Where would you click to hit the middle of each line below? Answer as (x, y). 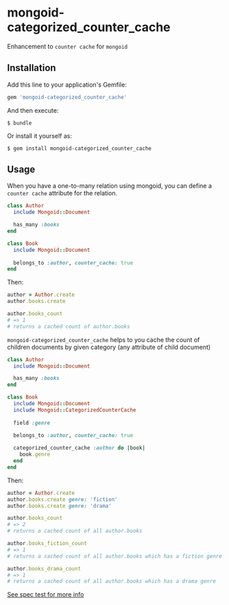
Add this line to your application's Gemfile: (67, 85)
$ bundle (20, 123)
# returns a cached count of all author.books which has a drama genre (111, 582)
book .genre (35, 455)
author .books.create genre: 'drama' (59, 506)
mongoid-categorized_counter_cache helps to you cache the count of (104, 339)
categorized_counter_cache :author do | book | (80, 448)
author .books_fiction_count (47, 544)
